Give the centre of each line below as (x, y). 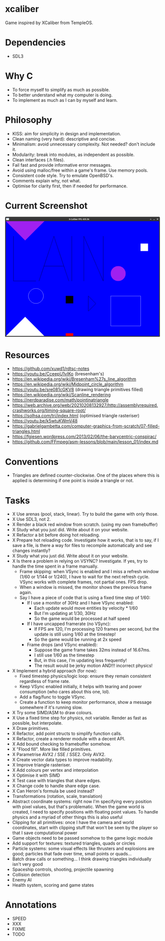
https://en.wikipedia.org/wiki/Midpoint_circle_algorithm (68, 384)
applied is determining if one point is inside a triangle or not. (73, 481)
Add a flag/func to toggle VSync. (53, 697)
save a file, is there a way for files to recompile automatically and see (82, 546)
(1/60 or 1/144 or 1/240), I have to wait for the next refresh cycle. (84, 577)
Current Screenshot (46, 206)
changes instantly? (31, 551)
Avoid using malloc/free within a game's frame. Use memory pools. (80, 170)
